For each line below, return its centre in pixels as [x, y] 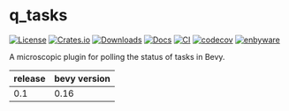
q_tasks [38, 15]
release [30, 78]
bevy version [82, 78]
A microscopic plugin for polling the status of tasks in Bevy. [117, 56]
